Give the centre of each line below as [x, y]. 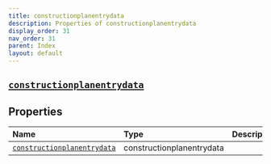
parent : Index [32, 46]
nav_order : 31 [32, 38]
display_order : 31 [39, 31]
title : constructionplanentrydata [67, 16]
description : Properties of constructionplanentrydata [102, 23]
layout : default [35, 53]
